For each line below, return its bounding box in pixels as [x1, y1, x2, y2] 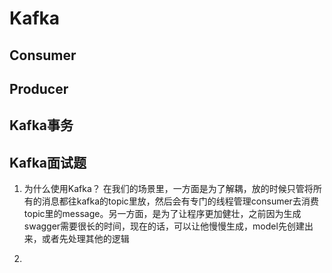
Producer [9, 80, 69, 97]
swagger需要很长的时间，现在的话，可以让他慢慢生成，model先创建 [23, 220, 305, 232]
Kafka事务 [9, 117, 74, 134]
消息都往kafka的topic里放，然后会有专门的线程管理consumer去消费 [41, 195, 319, 207]
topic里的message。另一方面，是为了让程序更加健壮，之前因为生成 [23, 208, 302, 220]
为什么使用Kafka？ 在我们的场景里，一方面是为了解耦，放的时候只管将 [23, 183, 314, 195]
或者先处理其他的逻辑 [41, 233, 130, 245]
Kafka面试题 [9, 154, 87, 171]
